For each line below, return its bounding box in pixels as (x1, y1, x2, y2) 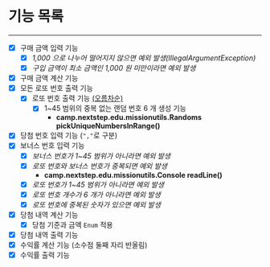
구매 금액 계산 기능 (19, 73, 79, 83)
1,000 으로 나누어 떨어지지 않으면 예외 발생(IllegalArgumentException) (31, 53, 256, 63)
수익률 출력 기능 (19, 250, 70, 260)
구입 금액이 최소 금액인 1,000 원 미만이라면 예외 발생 (31, 64, 196, 73)
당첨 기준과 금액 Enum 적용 (31, 220, 113, 229)
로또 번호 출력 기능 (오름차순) (31, 93, 124, 103)
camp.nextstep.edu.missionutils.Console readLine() (43, 170, 223, 179)
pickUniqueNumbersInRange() (55, 121, 161, 131)
